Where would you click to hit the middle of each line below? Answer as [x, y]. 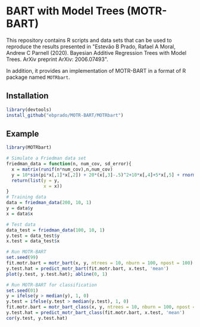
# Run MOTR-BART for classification [51, 285]
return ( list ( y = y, [36, 180]
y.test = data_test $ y [33, 236]
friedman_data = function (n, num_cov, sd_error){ [69, 164]
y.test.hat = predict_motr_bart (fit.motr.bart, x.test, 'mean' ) [87, 269]
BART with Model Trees [65, 11]
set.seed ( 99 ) [22, 258]
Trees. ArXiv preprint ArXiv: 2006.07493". [57, 59]
